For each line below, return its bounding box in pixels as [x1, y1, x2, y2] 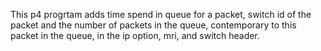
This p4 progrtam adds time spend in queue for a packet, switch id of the [10, 9, 312, 20]
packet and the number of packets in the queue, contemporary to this [10, 19, 297, 31]
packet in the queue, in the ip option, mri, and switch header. [10, 30, 260, 41]
